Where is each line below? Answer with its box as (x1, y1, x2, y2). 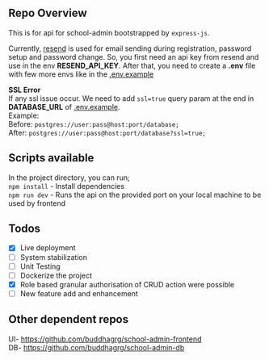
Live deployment (19, 243, 76, 253)
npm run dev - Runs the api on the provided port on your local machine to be (8, 190, 262, 199)
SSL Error (8, 85, 41, 94)
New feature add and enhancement (19, 288, 139, 298)
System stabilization (19, 252, 87, 262)
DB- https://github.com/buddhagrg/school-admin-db (8, 342, 185, 352)
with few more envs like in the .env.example (8, 69, 154, 79)
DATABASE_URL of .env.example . (8, 102, 120, 111)
